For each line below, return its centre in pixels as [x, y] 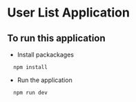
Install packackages [46, 54]
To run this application [56, 38]
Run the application [45, 80]
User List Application [68, 13]
